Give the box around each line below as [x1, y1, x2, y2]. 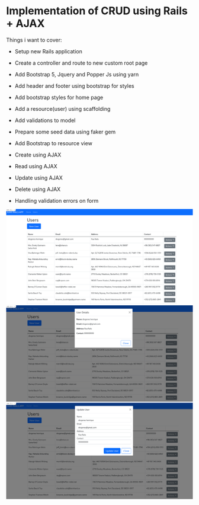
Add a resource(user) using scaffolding [14, 105, 111, 112]
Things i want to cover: [6, 36, 62, 43]
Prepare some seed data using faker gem [14, 128, 116, 135]
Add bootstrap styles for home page [14, 94, 104, 101]
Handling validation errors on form [14, 197, 99, 204]
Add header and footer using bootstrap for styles [14, 82, 134, 90]
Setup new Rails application [14, 47, 83, 55]
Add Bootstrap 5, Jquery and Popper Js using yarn [14, 71, 139, 78]
